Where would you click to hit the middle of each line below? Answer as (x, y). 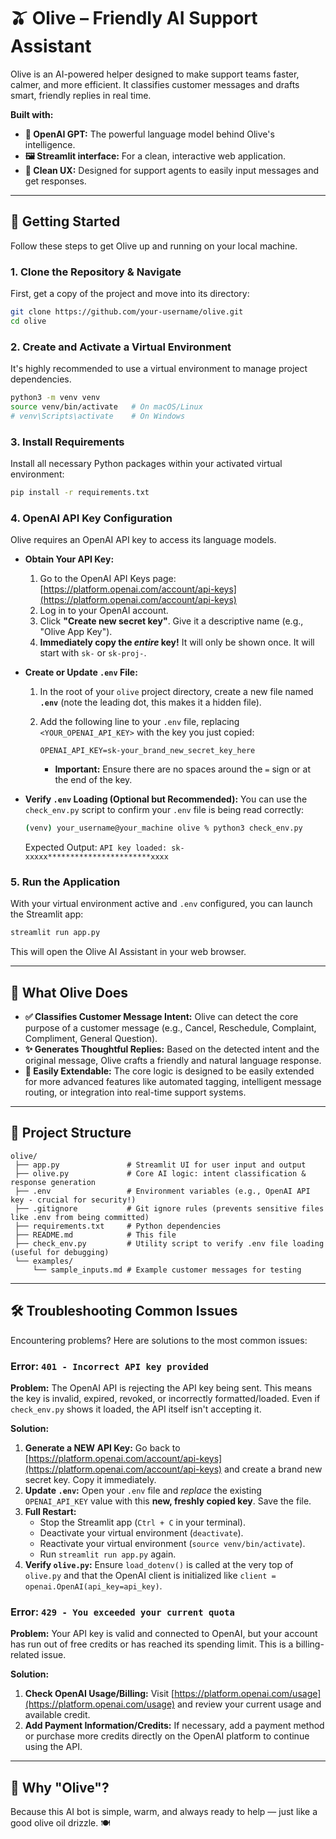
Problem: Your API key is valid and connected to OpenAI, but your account (164, 1634)
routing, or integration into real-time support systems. (135, 1092)
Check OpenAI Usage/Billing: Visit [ (99, 1694)
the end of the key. (93, 780)
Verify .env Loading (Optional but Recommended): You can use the (166, 799)
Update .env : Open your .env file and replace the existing (143, 1490)
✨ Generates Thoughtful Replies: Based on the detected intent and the (172, 1049)
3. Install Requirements (67, 442)
